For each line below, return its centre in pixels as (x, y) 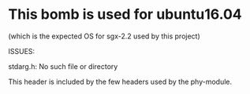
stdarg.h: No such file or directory (63, 66)
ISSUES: (22, 51)
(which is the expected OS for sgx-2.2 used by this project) (104, 36)
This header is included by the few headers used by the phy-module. (120, 81)
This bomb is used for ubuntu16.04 (125, 14)
